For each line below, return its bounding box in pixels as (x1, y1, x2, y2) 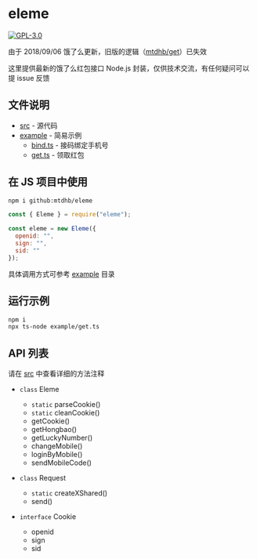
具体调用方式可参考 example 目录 (8, 269, 115, 278)
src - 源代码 (19, 121, 58, 130)
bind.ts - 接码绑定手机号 (31, 140, 109, 150)
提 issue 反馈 (8, 73, 50, 82)
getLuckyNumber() (31, 433, 93, 443)
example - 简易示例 (19, 130, 82, 140)
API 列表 (8, 347, 49, 360)
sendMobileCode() (31, 458, 92, 467)
